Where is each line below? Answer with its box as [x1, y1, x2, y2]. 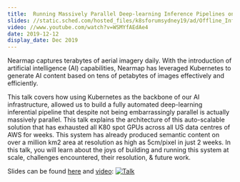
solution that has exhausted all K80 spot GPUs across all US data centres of [7, 123, 231, 132]
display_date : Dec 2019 [7, 37, 79, 44]
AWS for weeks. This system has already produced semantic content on [7, 131, 220, 139]
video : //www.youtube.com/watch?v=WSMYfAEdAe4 [7, 23, 149, 31]
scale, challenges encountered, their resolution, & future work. [7, 154, 191, 162]
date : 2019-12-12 [7, 30, 59, 38]
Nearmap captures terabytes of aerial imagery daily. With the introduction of [7, 56, 232, 65]
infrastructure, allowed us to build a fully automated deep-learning [7, 100, 203, 109]
